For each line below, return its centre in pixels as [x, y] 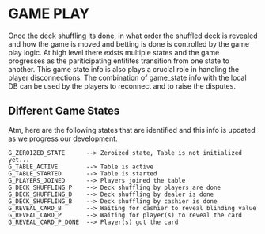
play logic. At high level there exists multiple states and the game [114, 52]
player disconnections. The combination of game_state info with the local [127, 77]
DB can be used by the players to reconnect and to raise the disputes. [122, 86]
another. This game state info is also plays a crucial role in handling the [124, 69]
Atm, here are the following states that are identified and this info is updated [132, 130]
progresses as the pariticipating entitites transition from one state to [119, 61]
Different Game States [64, 111]
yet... [19, 160]
